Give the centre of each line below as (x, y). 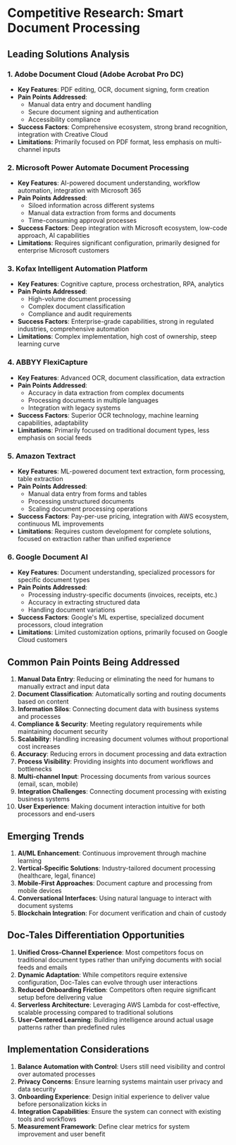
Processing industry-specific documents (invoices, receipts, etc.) (123, 595)
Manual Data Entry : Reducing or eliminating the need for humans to (116, 679)
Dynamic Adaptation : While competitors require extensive (103, 974)
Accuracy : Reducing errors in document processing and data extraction (122, 754)
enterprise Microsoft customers (63, 250)
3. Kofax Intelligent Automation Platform (77, 269)
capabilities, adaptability (53, 423)
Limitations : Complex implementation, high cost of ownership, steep (117, 337)
